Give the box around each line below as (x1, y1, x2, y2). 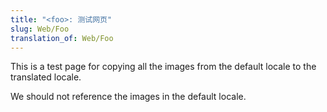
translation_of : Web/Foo (10, 33, 114, 43)
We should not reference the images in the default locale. (10, 91, 247, 103)
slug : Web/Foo (10, 24, 70, 34)
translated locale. (10, 71, 82, 83)
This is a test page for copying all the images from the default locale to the (10, 61, 317, 73)
